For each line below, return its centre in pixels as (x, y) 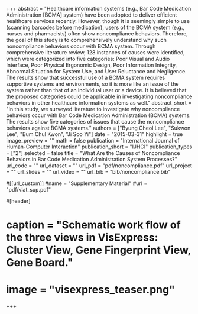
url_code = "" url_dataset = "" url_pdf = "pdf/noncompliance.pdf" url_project (99, 166)
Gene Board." (40, 263)
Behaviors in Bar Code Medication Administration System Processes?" (92, 159)
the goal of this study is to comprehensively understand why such (86, 40)
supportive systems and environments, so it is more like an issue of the (92, 84)
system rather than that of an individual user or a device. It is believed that (96, 90)
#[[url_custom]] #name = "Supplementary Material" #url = (77, 183)
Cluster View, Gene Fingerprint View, (98, 250)
